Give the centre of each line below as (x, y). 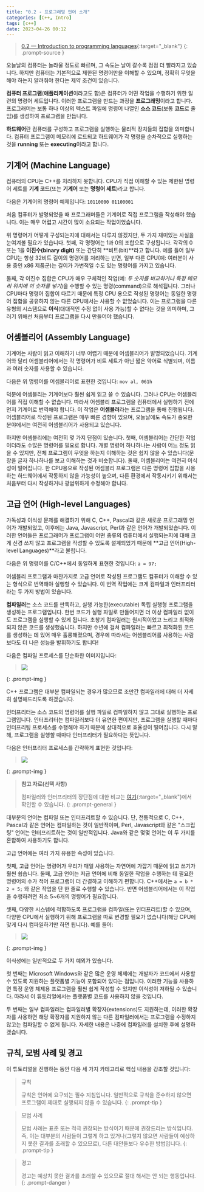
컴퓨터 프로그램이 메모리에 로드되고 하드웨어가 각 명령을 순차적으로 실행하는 (104, 137)
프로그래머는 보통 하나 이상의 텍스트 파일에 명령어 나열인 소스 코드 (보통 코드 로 (98, 109)
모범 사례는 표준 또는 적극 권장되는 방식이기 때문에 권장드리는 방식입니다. (107, 1128)
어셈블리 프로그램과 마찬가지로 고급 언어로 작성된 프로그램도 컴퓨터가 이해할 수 (99, 576)
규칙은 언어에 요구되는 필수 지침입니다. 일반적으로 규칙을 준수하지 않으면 (106, 1095)
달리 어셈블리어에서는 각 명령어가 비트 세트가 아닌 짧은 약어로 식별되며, (101, 361)
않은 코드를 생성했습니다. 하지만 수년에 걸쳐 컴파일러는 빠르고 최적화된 (100, 627)
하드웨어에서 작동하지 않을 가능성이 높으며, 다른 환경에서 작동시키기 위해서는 (107, 476)
